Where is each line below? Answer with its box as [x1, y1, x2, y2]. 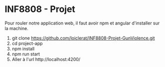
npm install [11, 45, 35, 51]
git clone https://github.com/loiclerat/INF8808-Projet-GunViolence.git [11, 35, 155, 41]
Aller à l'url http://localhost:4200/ [11, 56, 81, 62]
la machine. [4, 25, 28, 31]
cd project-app [11, 40, 43, 46]
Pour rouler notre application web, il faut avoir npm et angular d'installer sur [4, 20, 160, 26]
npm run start [11, 51, 40, 57]
